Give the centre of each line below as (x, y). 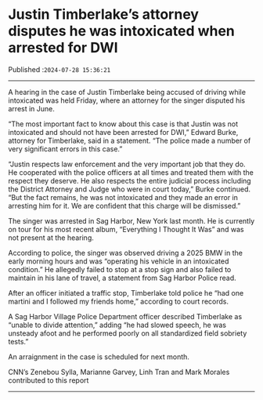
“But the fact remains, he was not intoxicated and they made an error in (123, 197)
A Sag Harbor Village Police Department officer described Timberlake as (125, 316)
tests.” (18, 341)
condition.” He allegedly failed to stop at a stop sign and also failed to (120, 269)
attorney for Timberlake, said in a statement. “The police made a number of (130, 140)
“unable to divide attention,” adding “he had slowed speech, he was (117, 325)
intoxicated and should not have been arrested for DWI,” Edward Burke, (123, 132)
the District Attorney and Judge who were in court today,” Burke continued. (130, 189)
